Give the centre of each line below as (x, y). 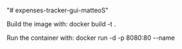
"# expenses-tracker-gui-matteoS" (58, 10)
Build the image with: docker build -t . (61, 24)
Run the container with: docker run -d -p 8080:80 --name (91, 38)
